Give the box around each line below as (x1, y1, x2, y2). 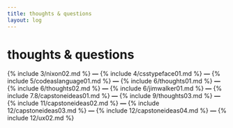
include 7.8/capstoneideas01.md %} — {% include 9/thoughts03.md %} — (7, 92, 221, 100)
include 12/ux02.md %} (7, 114, 75, 122)
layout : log (7, 17, 42, 24)
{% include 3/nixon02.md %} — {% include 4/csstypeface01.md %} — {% (7, 70, 221, 78)
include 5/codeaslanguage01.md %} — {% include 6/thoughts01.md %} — (7, 77, 221, 86)
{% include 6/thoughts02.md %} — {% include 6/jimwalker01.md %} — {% (7, 84, 222, 93)
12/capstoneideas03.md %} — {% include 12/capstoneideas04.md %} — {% (7, 106, 227, 115)
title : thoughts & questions (7, 10, 92, 17)
